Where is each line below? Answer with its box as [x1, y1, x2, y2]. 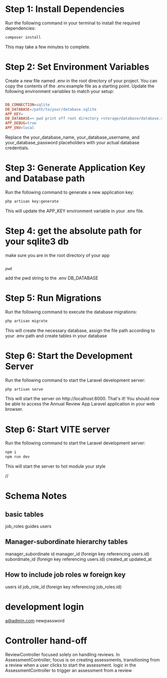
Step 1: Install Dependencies [5, 3, 125, 15]
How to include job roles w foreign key [5, 571, 126, 579]
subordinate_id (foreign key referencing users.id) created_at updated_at [5, 556, 152, 562]
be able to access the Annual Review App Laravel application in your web [5, 401, 155, 407]
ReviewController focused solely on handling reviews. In [5, 651, 120, 657]
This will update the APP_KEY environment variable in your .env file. [5, 208, 144, 214]
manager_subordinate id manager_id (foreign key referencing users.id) [5, 551, 150, 557]
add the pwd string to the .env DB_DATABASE [5, 275, 98, 281]
